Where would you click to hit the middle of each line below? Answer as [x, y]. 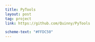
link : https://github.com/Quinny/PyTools [48, 23]
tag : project [18, 19]
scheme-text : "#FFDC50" [29, 32]
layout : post [18, 14]
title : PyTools [20, 10]
